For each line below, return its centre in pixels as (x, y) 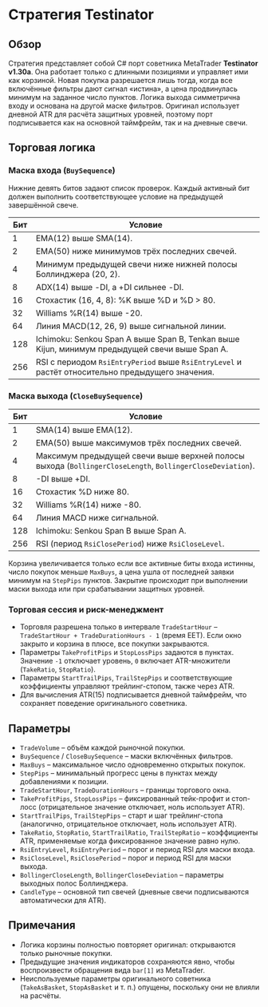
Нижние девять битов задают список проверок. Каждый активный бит (129, 188)
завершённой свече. (43, 204)
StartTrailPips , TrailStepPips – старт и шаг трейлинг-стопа (121, 815)
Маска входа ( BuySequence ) (62, 171)
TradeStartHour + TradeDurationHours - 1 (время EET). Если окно (130, 636)
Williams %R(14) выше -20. (89, 313)
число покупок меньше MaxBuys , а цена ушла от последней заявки (121, 572)
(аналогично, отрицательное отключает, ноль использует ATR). (128, 824)
